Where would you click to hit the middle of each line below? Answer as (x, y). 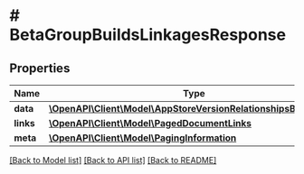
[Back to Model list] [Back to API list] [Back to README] (113, 160)
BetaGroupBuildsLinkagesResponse (148, 35)
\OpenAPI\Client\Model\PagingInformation (142, 138)
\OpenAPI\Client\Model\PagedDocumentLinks (150, 123)
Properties (40, 68)
